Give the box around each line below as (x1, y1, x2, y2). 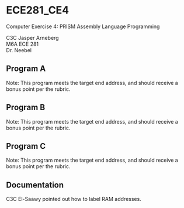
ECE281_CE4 (6, 4, 70, 17)
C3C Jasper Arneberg (6, 34, 60, 41)
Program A (6, 64, 46, 74)
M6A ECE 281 (6, 40, 39, 47)
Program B (6, 103, 46, 112)
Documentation (6, 180, 64, 190)
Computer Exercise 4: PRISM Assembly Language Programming (6, 23, 160, 30)
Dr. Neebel (6, 46, 32, 53)
